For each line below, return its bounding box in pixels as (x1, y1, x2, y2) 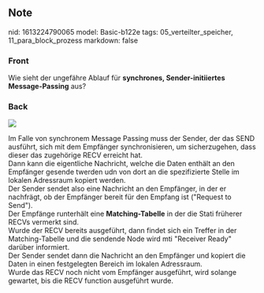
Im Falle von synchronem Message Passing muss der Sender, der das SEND (8, 134, 255, 143)
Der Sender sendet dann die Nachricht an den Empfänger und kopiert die (8, 251, 246, 261)
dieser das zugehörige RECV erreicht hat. (8, 150, 143, 160)
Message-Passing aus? (8, 82, 87, 91)
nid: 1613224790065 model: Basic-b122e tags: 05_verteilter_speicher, (8, 27, 234, 36)
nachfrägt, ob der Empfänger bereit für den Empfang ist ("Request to (8, 192, 232, 202)
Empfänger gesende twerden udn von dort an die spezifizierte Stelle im (8, 167, 240, 176)
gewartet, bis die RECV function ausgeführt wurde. (8, 276, 173, 286)
